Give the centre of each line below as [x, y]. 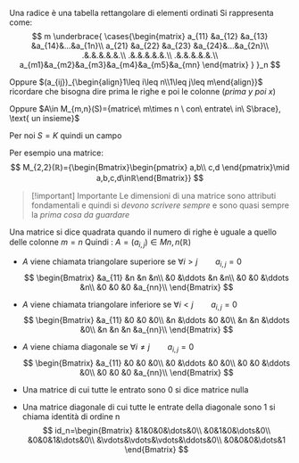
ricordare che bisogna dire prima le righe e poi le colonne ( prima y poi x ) [143, 91]
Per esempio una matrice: [57, 153]
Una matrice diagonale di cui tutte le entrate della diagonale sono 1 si [149, 407]
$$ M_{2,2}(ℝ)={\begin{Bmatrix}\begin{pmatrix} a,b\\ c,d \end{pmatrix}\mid [150, 167]
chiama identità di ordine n [71, 417]
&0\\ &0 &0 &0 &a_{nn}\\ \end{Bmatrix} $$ [157, 373]
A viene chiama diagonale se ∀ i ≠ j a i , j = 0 [108, 348]
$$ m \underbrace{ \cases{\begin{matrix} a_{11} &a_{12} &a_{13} [150, 36]
